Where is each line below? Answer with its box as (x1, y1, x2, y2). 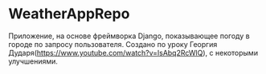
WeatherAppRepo (8, 5, 130, 23)
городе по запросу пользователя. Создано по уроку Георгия (8, 39, 218, 49)
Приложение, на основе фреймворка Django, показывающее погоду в (8, 31, 251, 41)
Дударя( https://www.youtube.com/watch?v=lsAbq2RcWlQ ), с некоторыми (8, 48, 259, 57)
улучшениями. (8, 56, 59, 66)
